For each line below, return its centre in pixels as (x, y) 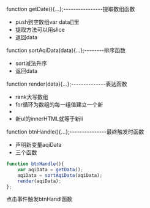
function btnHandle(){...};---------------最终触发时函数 (75, 132)
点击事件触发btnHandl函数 (39, 199)
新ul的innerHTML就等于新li (49, 119)
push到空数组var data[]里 (47, 22)
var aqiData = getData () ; (51, 169)
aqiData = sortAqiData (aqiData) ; (60, 175)
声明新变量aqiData (39, 145)
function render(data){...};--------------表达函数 (67, 84)
